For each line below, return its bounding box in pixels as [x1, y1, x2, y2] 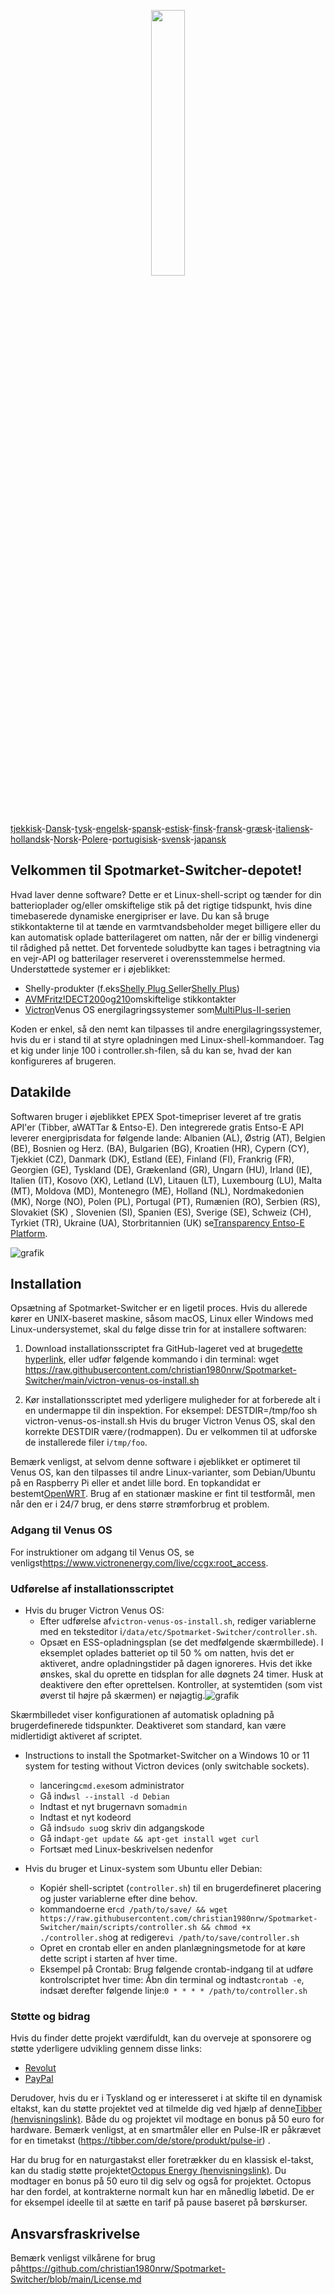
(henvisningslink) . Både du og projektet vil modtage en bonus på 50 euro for [10, 2113, 325, 2125]
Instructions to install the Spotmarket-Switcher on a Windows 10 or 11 [24, 1750, 310, 1762]
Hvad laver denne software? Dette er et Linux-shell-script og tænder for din [10, 888, 322, 900]
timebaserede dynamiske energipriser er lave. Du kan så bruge [10, 910, 270, 922]
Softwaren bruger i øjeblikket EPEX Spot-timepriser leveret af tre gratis [10, 1110, 302, 1122]
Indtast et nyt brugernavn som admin [39, 1801, 188, 1813]
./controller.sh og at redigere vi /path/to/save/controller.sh [39, 1931, 300, 1944]
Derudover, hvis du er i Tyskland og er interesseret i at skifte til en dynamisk [10, 2092, 323, 2104]
